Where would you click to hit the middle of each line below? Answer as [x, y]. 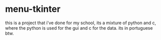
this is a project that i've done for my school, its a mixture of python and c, [81, 23]
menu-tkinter [33, 9]
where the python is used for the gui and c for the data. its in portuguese [79, 28]
